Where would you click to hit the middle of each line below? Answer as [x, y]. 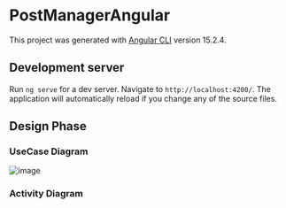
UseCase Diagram [49, 151]
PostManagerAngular [90, 15]
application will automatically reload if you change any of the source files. [143, 98]
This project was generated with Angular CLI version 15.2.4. [118, 40]
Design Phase [48, 126]
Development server [67, 68]
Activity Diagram [46, 194]
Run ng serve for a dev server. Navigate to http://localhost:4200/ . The [140, 89]
